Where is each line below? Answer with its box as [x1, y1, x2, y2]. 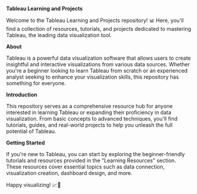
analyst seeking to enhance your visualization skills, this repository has [6, 73, 179, 80]
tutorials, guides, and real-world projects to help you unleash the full [6, 121, 173, 128]
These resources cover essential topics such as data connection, [6, 163, 165, 170]
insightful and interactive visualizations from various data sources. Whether [6, 61, 190, 67]
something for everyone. [6, 80, 66, 86]
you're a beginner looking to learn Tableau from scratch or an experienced [6, 67, 188, 74]
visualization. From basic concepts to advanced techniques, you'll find [6, 115, 178, 122]
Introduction [6, 91, 37, 98]
